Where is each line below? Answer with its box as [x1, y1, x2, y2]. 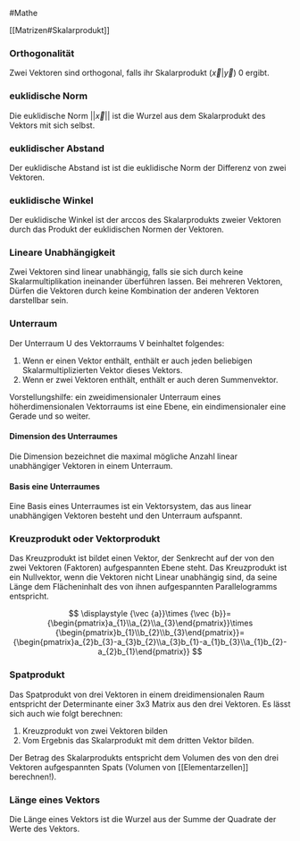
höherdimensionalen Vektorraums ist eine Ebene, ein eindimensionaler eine [9, 401, 287, 412]
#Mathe [9, 8, 38, 18]
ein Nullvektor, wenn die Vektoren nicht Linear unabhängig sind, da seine [9, 572, 278, 582]
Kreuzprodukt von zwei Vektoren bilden [21, 725, 168, 736]
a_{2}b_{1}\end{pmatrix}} [97, 646, 190, 657]
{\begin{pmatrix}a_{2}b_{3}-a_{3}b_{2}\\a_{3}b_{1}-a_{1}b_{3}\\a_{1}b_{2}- [12, 637, 287, 648]
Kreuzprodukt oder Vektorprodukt [9, 532, 161, 545]
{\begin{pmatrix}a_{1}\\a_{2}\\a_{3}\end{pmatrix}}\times [46, 617, 254, 629]
